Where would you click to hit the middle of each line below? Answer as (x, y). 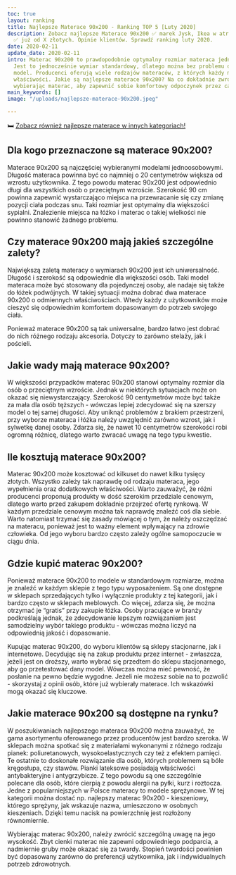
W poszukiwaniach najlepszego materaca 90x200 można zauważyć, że (111, 731)
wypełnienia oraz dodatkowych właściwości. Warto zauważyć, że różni (110, 489)
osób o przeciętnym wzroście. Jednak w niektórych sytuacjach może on (112, 390)
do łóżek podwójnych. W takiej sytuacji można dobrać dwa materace (107, 292)
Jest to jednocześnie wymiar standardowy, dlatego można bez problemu (119, 66)
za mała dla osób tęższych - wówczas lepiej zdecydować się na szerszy (112, 405)
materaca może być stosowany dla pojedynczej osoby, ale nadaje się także (116, 285)
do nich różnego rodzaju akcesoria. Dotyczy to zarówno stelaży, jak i (107, 336)
